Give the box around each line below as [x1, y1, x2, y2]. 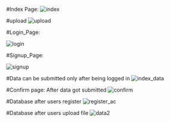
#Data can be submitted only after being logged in [6, 75, 130, 82]
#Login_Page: [6, 29, 40, 36]
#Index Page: [6, 6, 39, 12]
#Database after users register [6, 98, 82, 105]
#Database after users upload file [6, 110, 89, 116]
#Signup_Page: [6, 52, 44, 59]
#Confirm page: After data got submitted [6, 86, 107, 93]
